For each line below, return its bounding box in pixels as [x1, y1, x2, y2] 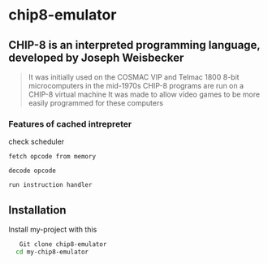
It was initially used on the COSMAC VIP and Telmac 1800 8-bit [28, 72, 240, 82]
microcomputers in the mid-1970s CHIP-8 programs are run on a [28, 81, 244, 90]
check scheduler [8, 136, 65, 147]
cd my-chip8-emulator [15, 248, 89, 256]
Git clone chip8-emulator [19, 240, 107, 249]
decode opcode [8, 167, 57, 175]
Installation [8, 203, 67, 217]
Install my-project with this [8, 225, 97, 235]
